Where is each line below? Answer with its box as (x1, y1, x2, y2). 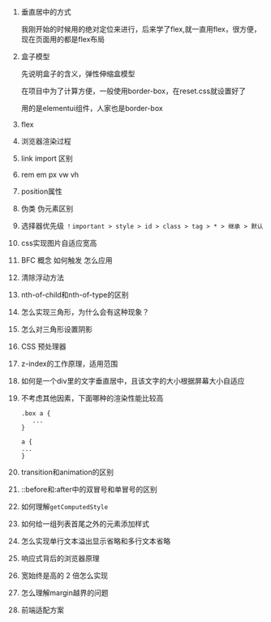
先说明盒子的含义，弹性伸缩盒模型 (20, 69, 135, 79)
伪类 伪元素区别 (20, 204, 74, 213)
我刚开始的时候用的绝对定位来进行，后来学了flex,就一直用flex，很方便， (20, 24, 261, 34)
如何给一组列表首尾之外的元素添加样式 (20, 519, 149, 529)
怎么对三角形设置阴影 (20, 324, 92, 334)
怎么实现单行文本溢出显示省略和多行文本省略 (20, 536, 171, 546)
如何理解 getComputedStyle (20, 502, 109, 511)
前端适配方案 (20, 605, 64, 615)
